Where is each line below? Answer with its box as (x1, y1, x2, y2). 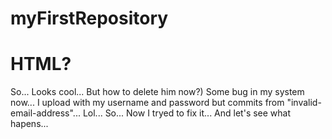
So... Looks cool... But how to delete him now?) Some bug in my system (10, 86, 305, 98)
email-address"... (10, 107, 81, 119)
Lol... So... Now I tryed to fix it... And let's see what (82, 107, 292, 119)
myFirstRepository (10, 7, 169, 30)
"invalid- (286, 97, 322, 109)
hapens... (10, 118, 49, 130)
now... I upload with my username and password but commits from (10, 97, 285, 109)
